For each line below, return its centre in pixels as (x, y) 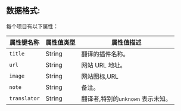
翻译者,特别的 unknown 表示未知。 (126, 98)
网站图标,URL (100, 76)
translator (24, 98)
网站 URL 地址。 (104, 65)
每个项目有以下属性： (32, 26)
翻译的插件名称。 (105, 54)
